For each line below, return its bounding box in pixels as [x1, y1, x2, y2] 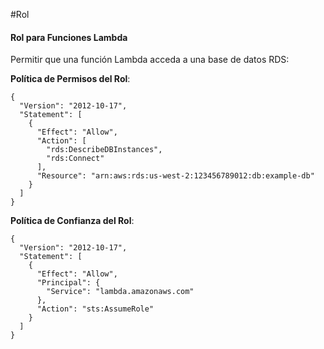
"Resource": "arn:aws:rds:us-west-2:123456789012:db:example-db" [36, 171, 315, 181]
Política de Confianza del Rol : [10, 215, 135, 227]
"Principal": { [36, 278, 101, 288]
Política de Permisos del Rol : [10, 73, 131, 85]
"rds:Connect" [46, 154, 105, 164]
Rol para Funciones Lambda [10, 31, 128, 43]
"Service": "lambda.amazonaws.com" [46, 287, 195, 297]
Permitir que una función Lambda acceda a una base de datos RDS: [10, 54, 290, 66]
